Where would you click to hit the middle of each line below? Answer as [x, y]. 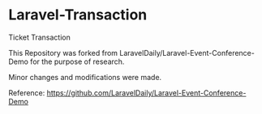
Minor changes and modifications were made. [85, 77]
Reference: [27, 93]
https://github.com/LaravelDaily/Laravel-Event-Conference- [146, 93]
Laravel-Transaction [78, 15]
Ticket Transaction [40, 37]
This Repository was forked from [63, 53]
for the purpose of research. [77, 61]
